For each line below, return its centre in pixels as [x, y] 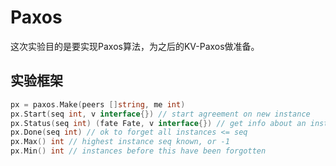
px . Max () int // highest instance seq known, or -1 [120, 142]
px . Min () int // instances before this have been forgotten [138, 151]
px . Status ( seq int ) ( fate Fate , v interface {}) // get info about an [158, 123]
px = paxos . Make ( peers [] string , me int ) [98, 104]
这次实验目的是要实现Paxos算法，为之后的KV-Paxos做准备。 [135, 46]
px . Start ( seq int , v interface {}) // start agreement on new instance [160, 114]
